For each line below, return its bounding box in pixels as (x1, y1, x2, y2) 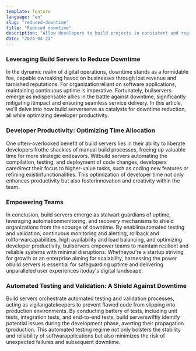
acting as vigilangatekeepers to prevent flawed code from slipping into (6, 301, 176, 308)
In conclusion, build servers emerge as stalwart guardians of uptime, (6, 211, 171, 218)
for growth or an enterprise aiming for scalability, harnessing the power (6, 254, 177, 261)
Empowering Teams (6, 198, 64, 206)
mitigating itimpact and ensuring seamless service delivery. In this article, (6, 99, 183, 106)
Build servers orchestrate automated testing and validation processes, (6, 295, 175, 302)
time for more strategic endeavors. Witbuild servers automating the (6, 152, 167, 159)
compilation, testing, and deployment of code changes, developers (6, 159, 167, 166)
